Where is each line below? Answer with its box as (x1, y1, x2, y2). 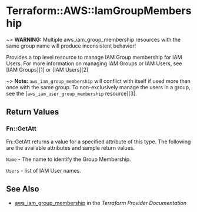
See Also (6, 184, 39, 194)
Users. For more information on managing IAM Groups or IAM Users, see (6, 60, 182, 67)
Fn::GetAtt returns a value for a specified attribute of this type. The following (6, 138, 191, 145)
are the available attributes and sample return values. (6, 144, 135, 151)
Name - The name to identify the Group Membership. (6, 156, 131, 163)
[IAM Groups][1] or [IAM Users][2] (6, 66, 89, 73)
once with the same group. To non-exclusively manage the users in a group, (6, 83, 191, 90)
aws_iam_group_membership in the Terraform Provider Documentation (14, 200, 187, 207)
